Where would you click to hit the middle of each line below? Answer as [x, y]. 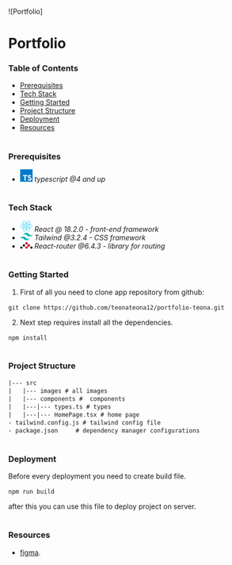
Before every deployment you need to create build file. [97, 476]
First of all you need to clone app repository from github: [112, 292]
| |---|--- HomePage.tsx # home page [74, 415]
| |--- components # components [67, 399]
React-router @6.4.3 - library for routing [100, 246]
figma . [30, 552]
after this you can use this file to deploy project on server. [102, 506]
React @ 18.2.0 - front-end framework [97, 229]
